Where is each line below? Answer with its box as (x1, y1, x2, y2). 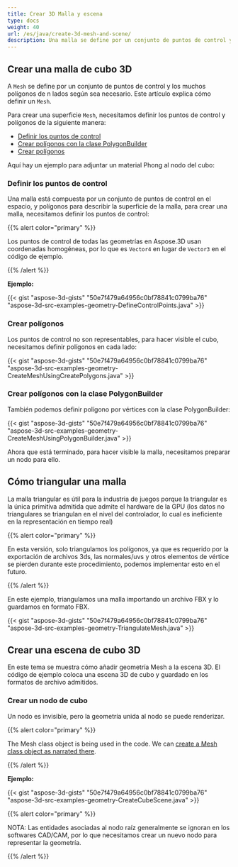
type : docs (7, 17, 40, 24)
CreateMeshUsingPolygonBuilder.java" (7, 433, 120, 442)
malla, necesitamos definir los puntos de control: (7, 210, 149, 219)
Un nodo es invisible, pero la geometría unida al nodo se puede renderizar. (7, 712, 225, 720)
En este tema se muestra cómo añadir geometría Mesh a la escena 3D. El (7, 663, 221, 671)
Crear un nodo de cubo (7, 696, 89, 706)
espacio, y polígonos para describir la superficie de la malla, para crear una (7, 202, 228, 211)
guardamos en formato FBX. (7, 602, 90, 611)
